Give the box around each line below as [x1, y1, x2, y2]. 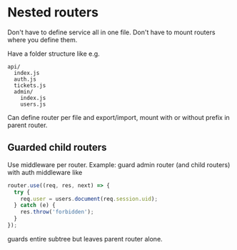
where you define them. [7, 35, 78, 44]
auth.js [14, 76, 37, 83]
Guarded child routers [7, 141, 107, 154]
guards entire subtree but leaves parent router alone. [7, 234, 163, 243]
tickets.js [14, 81, 46, 89]
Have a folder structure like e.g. [7, 49, 100, 58]
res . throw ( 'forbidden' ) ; [20, 209, 94, 216]
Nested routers [7, 4, 99, 21]
